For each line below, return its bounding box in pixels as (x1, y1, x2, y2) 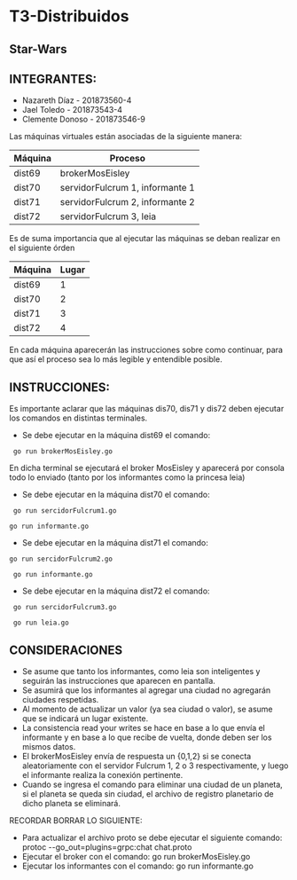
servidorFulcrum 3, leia (59, 210, 157, 223)
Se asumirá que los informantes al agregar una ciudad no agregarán (21, 685, 271, 695)
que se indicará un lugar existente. (21, 713, 149, 724)
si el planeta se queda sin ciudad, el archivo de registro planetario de (21, 789, 275, 799)
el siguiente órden (9, 242, 75, 254)
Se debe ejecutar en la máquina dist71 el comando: (21, 538, 208, 548)
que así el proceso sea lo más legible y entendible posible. (9, 354, 223, 365)
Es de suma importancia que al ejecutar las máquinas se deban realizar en (9, 233, 281, 244)
